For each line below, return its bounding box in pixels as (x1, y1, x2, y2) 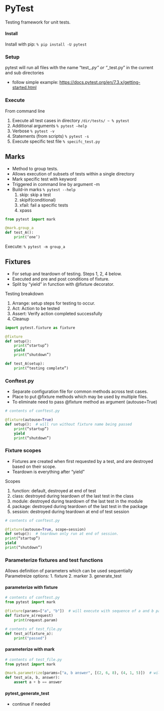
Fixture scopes (5, 447, 41, 454)
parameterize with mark (5, 646, 55, 652)
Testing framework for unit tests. (5, 19, 71, 25)
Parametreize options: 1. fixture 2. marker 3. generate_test (5, 573, 122, 579)
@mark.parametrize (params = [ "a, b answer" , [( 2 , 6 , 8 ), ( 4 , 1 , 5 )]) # (5, 670, 152, 676)
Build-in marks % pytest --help (12, 186, 76, 192)
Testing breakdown (5, 290, 44, 297)
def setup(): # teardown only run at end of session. (5, 532, 119, 536)
